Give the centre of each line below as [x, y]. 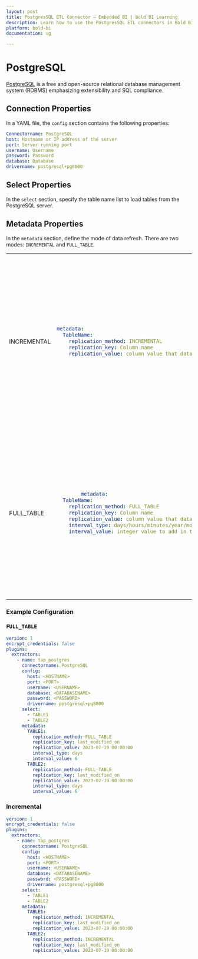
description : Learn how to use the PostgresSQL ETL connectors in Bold [96, 22]
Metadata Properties [45, 224]
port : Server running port [39, 145]
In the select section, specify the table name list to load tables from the [93, 199]
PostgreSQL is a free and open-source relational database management [93, 84]
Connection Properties [49, 109]
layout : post [22, 11]
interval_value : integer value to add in [128, 532]
